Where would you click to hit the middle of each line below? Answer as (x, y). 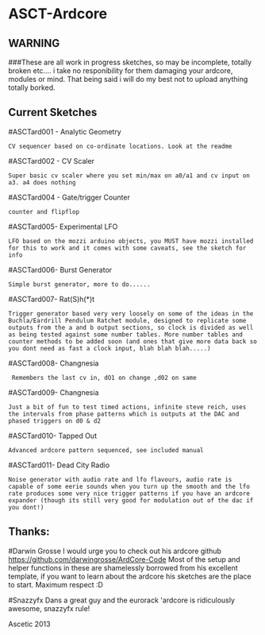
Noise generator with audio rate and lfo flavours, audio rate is (120, 479)
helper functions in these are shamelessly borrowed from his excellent (123, 567)
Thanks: (29, 532)
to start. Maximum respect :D (56, 584)
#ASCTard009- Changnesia (54, 392)
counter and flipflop (44, 211)
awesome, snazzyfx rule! (49, 608)
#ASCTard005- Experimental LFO (63, 227)
